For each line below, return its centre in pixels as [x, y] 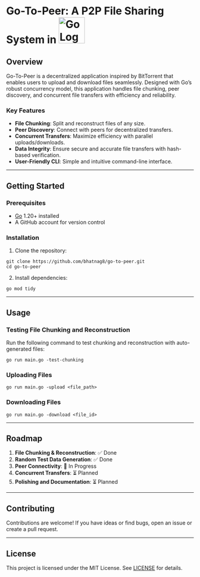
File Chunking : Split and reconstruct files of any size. [80, 124]
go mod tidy [21, 289]
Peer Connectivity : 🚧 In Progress [56, 466]
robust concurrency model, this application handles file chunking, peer [93, 89]
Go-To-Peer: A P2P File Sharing [85, 11]
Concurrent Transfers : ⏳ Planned [56, 473]
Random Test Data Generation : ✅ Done [64, 459]
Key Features [26, 110]
